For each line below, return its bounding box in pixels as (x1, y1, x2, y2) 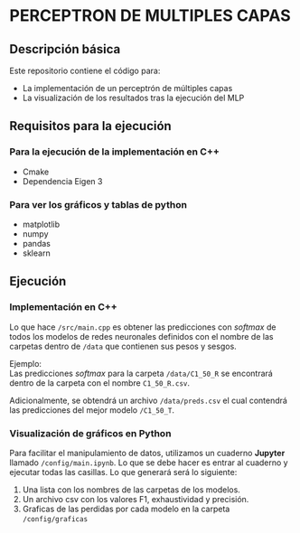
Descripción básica (9, 42, 121, 57)
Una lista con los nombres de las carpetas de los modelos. (22, 484, 241, 495)
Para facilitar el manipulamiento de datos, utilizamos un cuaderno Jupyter (9, 447, 286, 458)
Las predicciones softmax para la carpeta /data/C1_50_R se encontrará (9, 368, 273, 379)
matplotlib (22, 219, 61, 229)
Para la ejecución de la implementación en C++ (9, 145, 220, 158)
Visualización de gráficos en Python (9, 426, 172, 439)
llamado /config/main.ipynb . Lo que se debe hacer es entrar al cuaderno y (9, 457, 288, 468)
